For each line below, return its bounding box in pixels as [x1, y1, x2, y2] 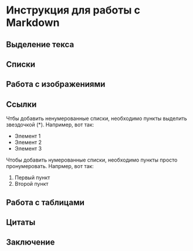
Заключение [6, 237, 55, 247]
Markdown [6, 16, 60, 29]
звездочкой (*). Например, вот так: [6, 121, 94, 128]
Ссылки [6, 99, 37, 109]
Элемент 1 [14, 133, 41, 140]
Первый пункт [14, 174, 50, 181]
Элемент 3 [14, 145, 42, 152]
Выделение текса [6, 39, 75, 49]
